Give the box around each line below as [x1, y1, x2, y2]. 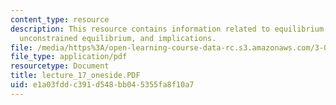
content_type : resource [10, 14, 110, 25]
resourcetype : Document [10, 61, 110, 71]
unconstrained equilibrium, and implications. [19, 33, 217, 43]
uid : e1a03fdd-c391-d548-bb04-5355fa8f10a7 [10, 80, 195, 90]
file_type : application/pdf [10, 52, 128, 62]
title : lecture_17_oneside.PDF [10, 71, 141, 81]
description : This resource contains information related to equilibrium [10, 24, 325, 34]
